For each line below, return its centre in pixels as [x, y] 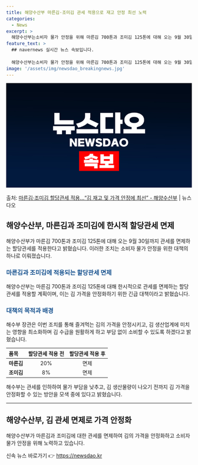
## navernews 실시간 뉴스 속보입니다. [53, 50]
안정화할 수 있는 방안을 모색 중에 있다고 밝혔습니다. [64, 394]
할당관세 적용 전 [46, 353]
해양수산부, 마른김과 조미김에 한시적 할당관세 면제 [90, 225]
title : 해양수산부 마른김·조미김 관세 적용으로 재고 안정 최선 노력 [76, 12]
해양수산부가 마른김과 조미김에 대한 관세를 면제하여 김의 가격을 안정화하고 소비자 [98, 435]
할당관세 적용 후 [88, 353]
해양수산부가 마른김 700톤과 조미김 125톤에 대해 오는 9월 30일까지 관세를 [90, 241]
